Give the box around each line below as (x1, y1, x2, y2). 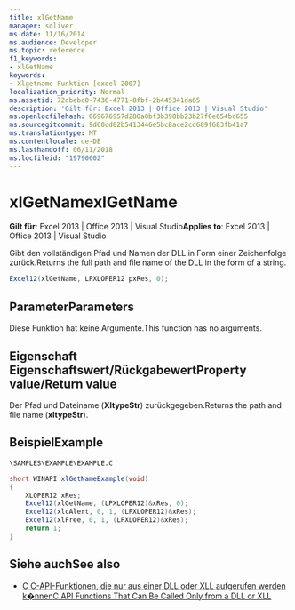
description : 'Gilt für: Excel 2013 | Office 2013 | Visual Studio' (9, 104, 268, 113)
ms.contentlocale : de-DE (9, 137, 101, 146)
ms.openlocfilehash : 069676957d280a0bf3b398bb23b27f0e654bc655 (9, 112, 249, 121)
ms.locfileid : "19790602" (9, 153, 105, 163)
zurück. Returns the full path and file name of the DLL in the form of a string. (9, 257, 287, 268)
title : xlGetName (9, 12, 74, 22)
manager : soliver (9, 21, 74, 30)
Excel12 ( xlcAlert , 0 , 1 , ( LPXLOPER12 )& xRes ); (25, 508, 197, 517)
